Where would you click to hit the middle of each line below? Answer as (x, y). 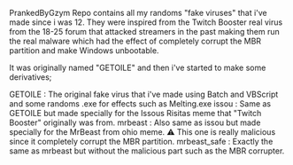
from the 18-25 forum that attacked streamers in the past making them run (145, 31)
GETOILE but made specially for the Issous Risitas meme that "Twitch (135, 113)
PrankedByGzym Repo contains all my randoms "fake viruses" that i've (138, 13)
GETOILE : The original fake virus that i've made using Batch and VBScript (144, 94)
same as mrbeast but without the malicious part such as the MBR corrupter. (147, 151)
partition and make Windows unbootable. (84, 51)
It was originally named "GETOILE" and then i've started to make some (138, 67)
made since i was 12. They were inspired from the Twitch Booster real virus (146, 22)
